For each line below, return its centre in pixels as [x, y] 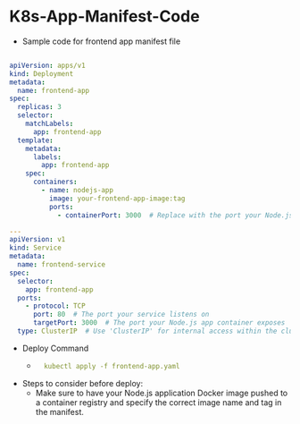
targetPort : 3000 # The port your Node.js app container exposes [159, 323]
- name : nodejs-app [78, 191]
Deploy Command [55, 348]
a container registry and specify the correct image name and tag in [158, 402]
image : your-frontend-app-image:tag [117, 199]
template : [35, 140]
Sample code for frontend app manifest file [101, 41]
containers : [55, 182]
